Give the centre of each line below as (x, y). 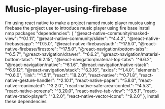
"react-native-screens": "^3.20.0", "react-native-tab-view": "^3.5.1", (74, 91)
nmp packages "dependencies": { (39, 33)
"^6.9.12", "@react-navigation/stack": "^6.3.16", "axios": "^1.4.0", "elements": (82, 70)
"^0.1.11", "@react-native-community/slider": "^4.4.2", (73, 38)
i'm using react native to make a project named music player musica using (80, 23)
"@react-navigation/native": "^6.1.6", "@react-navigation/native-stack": (77, 65)
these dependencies (26, 101)
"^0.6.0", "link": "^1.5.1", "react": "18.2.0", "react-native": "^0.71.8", (71, 75)
